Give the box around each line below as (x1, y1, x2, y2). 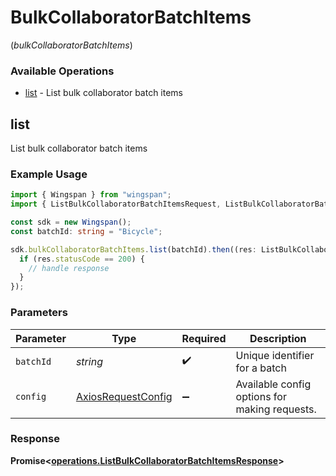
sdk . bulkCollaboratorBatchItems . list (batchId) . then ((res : (10, 244, 257, 255)
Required (181, 331, 227, 345)
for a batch (235, 361, 287, 375)
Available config (235, 377, 312, 391)
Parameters (10, 306, 68, 320)
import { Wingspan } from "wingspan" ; (10, 190, 172, 200)
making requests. (235, 402, 317, 416)
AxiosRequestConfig (75, 389, 173, 403)
